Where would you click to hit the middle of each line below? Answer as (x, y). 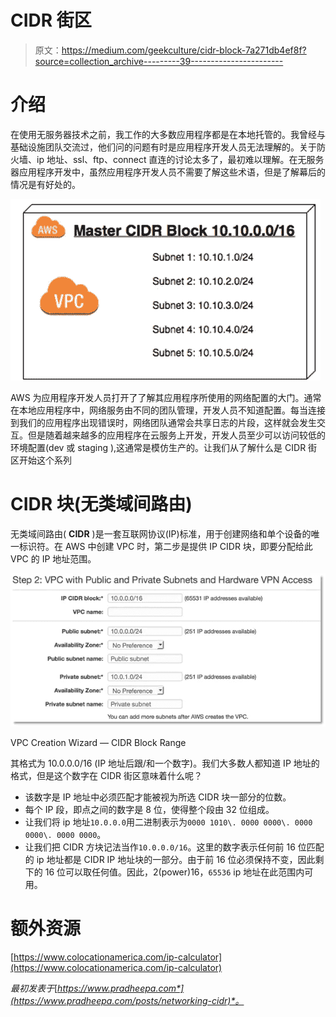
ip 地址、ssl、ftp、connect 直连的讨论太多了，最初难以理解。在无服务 (180, 159)
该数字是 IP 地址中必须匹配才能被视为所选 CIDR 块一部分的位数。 (158, 797)
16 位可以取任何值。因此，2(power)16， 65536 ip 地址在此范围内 (174, 872)
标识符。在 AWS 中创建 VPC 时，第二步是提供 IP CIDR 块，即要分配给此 (165, 546)
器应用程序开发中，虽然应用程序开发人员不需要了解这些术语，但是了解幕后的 (168, 172)
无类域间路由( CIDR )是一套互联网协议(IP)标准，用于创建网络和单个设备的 (161, 533)
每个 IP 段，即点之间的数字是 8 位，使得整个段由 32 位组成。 (149, 809)
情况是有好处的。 (45, 184)
